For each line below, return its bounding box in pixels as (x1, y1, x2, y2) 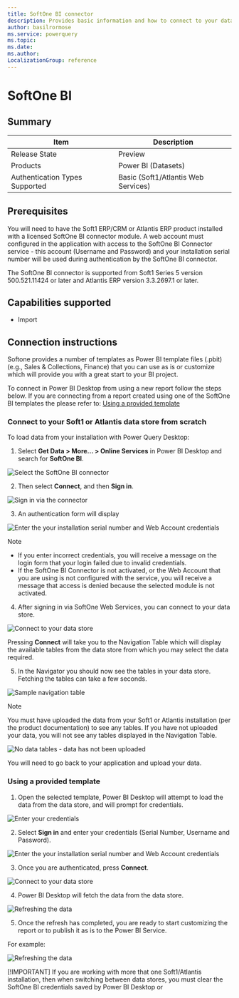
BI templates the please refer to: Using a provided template (7, 399, 180, 408)
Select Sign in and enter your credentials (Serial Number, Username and (17, 828, 230, 836)
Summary (7, 115, 52, 128)
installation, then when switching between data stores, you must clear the (7, 974, 223, 984)
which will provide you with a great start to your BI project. (7, 370, 179, 379)
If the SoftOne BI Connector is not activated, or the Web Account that (17, 566, 221, 575)
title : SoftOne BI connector (7, 10, 94, 18)
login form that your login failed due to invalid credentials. (17, 559, 187, 567)
